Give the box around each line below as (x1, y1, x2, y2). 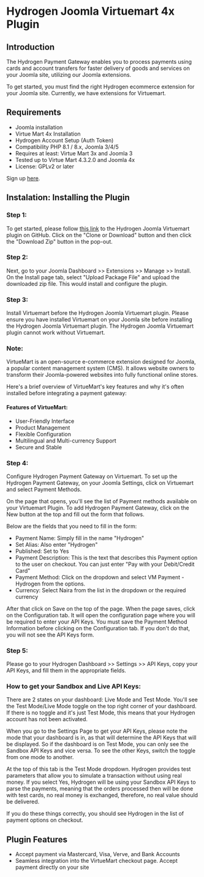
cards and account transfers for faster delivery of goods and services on (6, 64, 190, 72)
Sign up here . (6, 174, 40, 182)
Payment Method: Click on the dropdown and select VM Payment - (15, 573, 184, 581)
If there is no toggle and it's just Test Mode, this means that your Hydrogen (6, 709, 195, 716)
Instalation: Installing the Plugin (6, 192, 130, 203)
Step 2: (6, 253, 29, 261)
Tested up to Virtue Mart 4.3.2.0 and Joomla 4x (15, 156, 135, 163)
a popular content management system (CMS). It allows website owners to (6, 365, 195, 372)
